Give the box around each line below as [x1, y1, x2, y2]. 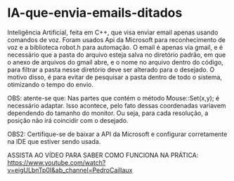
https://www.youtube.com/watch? [7, 158, 106, 166]
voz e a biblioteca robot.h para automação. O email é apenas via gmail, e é [7, 43, 223, 51]
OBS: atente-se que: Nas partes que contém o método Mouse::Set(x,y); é [7, 93, 220, 102]
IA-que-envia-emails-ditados [7, 5, 183, 21]
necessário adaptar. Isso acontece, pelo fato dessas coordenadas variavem [7, 101, 226, 109]
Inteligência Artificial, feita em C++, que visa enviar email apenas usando [7, 28, 219, 36]
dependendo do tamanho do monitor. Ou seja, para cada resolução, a [7, 109, 209, 117]
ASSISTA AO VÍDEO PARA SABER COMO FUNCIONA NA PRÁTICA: [7, 151, 199, 159]
